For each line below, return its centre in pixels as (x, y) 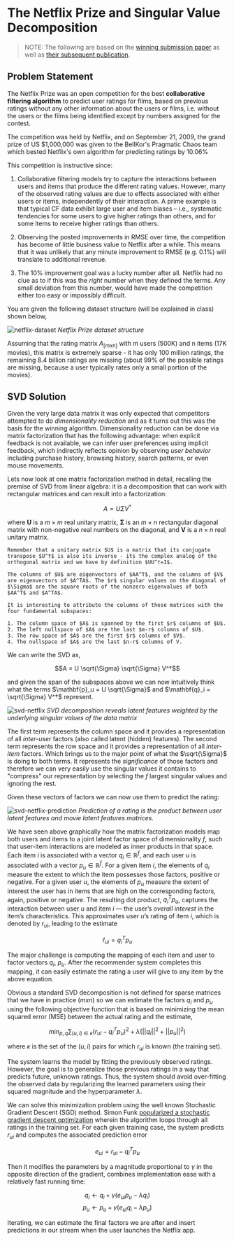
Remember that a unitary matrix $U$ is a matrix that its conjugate (109, 550)
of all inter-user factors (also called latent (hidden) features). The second (112, 739)
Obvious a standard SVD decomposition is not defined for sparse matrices (114, 993)
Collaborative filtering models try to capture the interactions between (117, 178)
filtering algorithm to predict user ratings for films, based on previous (108, 101)
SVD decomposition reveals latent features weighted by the (132, 710)
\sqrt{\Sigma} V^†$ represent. (50, 697)
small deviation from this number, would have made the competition (115, 288)
